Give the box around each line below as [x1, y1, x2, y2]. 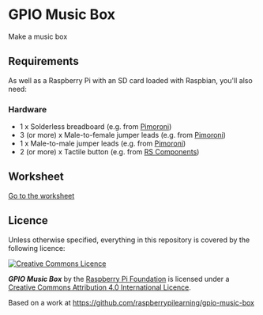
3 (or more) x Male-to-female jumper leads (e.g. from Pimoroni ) [19, 131, 227, 140]
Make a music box [8, 32, 68, 41]
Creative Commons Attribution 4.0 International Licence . [8, 283, 192, 292]
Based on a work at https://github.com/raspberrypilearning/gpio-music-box [8, 298, 255, 307]
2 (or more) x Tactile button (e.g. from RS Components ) [19, 147, 200, 157]
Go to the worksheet [8, 191, 75, 200]
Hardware [8, 104, 47, 115]
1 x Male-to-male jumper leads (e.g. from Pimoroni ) [19, 139, 186, 148]
